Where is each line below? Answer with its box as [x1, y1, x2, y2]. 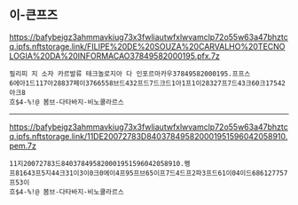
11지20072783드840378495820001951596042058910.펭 [9, 159, 191, 168]
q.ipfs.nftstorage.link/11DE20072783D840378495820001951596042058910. [9, 130, 288, 141]
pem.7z [9, 140, 37, 151]
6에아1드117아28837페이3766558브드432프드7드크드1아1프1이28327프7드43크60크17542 [9, 78, 286, 88]
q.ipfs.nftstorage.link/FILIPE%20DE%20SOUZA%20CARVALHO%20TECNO [9, 41, 286, 51]
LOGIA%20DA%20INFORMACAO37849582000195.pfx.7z [9, 51, 220, 61]
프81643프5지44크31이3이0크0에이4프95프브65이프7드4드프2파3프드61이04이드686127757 [9, 169, 288, 177]
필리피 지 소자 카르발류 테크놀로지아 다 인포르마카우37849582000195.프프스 [9, 69, 251, 78]
